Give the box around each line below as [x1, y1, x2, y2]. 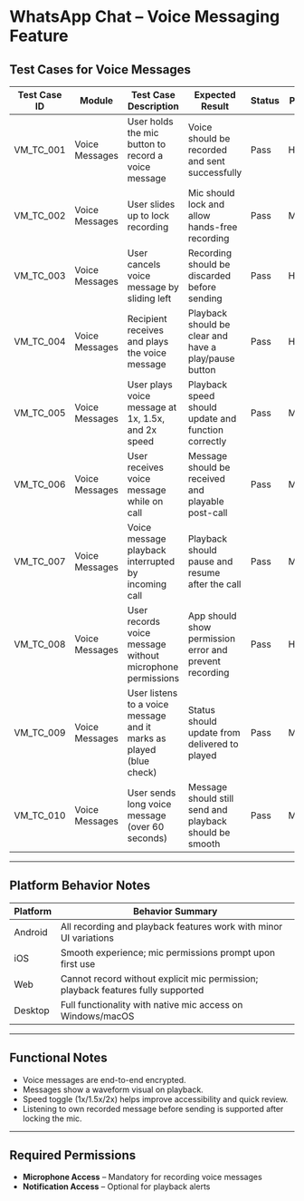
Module [80, 94, 114, 106]
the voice [127, 347, 167, 359]
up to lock [127, 210, 170, 221]
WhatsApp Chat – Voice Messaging [9, 6, 280, 27]
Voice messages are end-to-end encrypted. [22, 1074, 187, 1085]
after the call [188, 578, 242, 591]
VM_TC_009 [14, 727, 66, 738]
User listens [127, 687, 178, 699]
